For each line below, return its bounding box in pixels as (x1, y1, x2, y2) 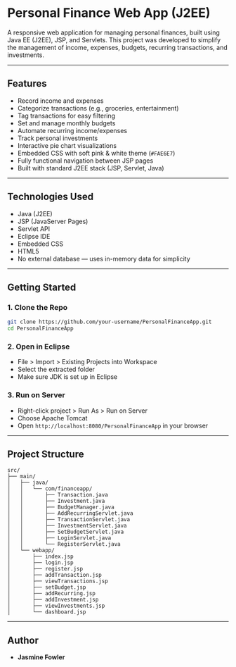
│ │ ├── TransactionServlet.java (7, 516, 131, 523)
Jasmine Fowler (17, 653, 65, 661)
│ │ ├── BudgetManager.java (7, 504, 114, 511)
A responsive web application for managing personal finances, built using (7, 28, 220, 37)
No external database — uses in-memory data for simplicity (17, 254, 191, 263)
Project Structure (7, 448, 84, 460)
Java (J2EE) (17, 209, 53, 218)
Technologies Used (7, 191, 93, 203)
